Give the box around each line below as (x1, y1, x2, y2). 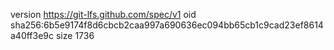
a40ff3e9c (10, 30, 55, 41)
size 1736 (55, 30, 95, 41)
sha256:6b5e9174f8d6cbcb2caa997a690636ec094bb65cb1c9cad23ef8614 (10, 19, 324, 31)
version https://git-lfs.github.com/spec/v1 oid (10, 9, 197, 20)
